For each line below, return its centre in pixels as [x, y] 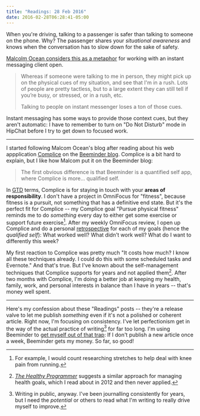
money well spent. [29, 291]
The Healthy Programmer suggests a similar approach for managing [98, 376]
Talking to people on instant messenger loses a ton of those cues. [101, 106]
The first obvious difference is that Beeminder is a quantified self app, [106, 172]
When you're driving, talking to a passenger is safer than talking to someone [100, 34]
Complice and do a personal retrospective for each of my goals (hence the [98, 229]
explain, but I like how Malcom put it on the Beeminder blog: [79, 160]
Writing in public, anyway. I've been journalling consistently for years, [100, 394]
